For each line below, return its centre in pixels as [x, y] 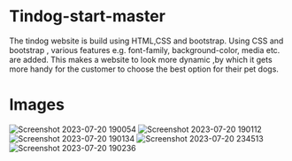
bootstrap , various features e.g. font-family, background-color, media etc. [145, 50]
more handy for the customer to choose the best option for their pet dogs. [144, 69]
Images [37, 105]
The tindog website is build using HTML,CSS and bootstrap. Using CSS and [146, 41]
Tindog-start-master [88, 16]
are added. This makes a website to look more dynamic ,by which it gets [141, 59]
